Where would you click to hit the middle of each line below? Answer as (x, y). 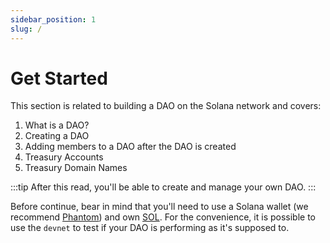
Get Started (59, 78)
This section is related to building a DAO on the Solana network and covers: (166, 106)
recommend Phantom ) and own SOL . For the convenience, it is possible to (163, 217)
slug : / (26, 29)
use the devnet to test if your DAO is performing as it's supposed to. (150, 228)
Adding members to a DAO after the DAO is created (130, 147)
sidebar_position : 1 (53, 19)
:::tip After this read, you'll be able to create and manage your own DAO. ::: (163, 187)
